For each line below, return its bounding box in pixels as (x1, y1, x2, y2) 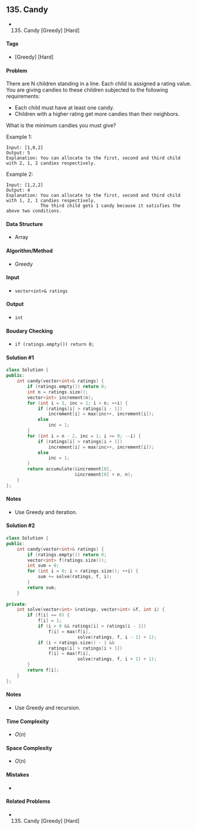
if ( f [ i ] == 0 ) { (27, 612, 70, 618)
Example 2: (6, 171, 34, 178)
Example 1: (6, 133, 32, 141)
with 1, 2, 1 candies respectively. (6, 198, 96, 204)
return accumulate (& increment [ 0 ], (27, 466, 112, 472)
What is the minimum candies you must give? (6, 122, 116, 129)
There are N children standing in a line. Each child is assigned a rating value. (6, 80, 192, 88)
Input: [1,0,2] (6, 145, 44, 151)
